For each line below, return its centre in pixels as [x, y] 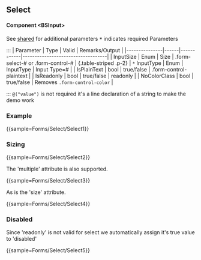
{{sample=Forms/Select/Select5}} [48, 250]
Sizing [16, 144]
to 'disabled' [22, 239]
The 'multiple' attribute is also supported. [57, 169]
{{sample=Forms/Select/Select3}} [48, 181]
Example [19, 115]
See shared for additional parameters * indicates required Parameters [92, 38]
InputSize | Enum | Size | [143, 56]
